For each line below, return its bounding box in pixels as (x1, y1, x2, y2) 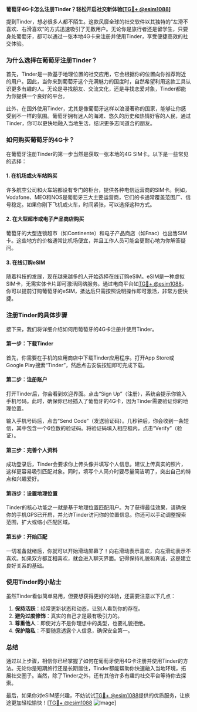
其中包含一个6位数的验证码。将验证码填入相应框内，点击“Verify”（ (16, 425, 177, 432)
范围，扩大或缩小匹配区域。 (6, 518, 73, 525)
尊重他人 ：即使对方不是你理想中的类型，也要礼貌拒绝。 (14, 619, 148, 626)
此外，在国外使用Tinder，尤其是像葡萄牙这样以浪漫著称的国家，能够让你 (6, 105, 181, 112)
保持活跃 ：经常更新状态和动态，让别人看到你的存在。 (14, 605, 144, 612)
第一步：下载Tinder (6, 340, 54, 347)
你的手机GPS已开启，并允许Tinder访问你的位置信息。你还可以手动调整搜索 (6, 511, 186, 518)
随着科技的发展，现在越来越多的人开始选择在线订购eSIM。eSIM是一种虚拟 (6, 273, 185, 280)
